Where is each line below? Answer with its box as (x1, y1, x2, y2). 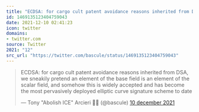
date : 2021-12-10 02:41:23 (6, 19, 73, 25)
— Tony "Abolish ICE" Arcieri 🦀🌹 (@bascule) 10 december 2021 (20, 98, 175, 106)
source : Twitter (6, 42, 46, 48)
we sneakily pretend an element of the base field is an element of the (20, 75, 190, 82)
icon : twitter (6, 25, 41, 31)
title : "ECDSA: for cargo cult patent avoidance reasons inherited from (6, 8, 190, 15)
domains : (6, 31, 28, 37)
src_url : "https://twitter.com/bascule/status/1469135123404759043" (6, 52, 179, 58)
